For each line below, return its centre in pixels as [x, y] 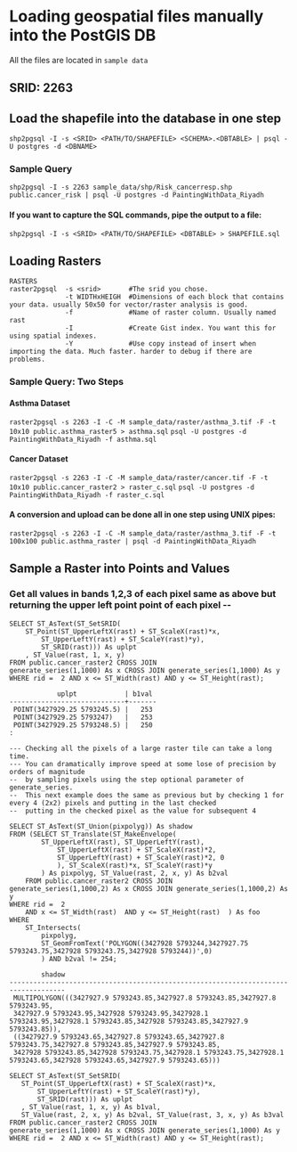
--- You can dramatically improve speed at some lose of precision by [143, 764]
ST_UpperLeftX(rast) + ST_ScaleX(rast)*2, [136, 850]
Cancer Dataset [39, 459]
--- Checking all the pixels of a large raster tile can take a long [141, 748]
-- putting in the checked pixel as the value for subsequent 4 [132, 811]
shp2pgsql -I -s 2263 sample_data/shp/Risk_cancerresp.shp [121, 188]
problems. [28, 359]
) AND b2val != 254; [79, 959]
